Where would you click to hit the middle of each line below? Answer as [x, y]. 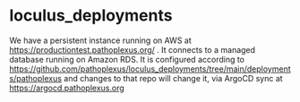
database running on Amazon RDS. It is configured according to [127, 59]
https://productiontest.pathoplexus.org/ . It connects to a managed [133, 49]
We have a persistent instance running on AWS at [101, 40]
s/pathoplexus [36, 78]
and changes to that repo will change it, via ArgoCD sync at [174, 78]
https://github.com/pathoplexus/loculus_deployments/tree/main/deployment [150, 69]
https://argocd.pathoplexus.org [67, 88]
